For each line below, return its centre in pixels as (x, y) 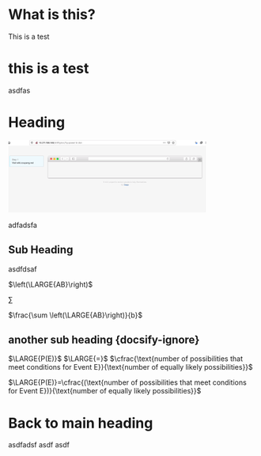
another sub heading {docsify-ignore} (104, 340)
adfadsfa (23, 225)
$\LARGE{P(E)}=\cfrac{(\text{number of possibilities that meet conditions (127, 382)
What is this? (52, 15)
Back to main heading (81, 423)
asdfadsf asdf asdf (39, 445)
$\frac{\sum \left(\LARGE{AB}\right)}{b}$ (76, 315)
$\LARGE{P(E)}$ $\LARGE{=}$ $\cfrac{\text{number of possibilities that (126, 359)
